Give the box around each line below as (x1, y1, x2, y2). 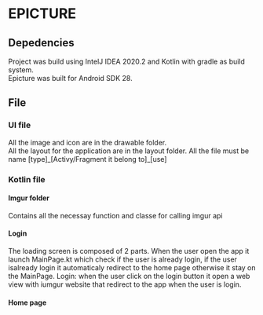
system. (8, 65, 34, 75)
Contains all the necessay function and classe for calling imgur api (8, 211, 223, 220)
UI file (8, 119, 31, 130)
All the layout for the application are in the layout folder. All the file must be (8, 146, 250, 156)
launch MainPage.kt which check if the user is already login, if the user (8, 255, 238, 264)
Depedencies (8, 36, 75, 49)
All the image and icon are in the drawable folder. (8, 137, 167, 147)
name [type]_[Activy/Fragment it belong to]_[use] (8, 154, 167, 163)
